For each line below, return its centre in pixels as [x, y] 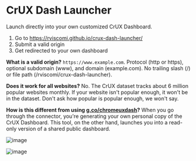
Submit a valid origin [40, 44]
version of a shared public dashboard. [64, 129]
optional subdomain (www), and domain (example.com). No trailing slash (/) [98, 68]
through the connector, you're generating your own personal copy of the [94, 116]
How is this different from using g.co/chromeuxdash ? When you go [90, 110]
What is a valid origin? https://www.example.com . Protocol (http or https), [95, 62]
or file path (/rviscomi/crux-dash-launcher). [59, 74]
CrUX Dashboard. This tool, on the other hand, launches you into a [87, 122]
